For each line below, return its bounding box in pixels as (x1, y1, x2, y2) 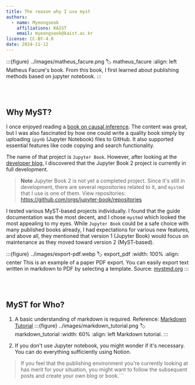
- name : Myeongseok (11, 19, 59, 25)
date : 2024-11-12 (6, 42, 49, 48)
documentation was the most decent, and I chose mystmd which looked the (6, 213, 186, 221)
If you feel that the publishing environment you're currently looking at (20, 360, 189, 367)
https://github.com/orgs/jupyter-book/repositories (20, 195, 142, 203)
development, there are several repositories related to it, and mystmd (20, 183, 184, 190)
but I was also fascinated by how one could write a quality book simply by (6, 129, 185, 136)
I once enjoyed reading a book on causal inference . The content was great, (6, 123, 188, 130)
